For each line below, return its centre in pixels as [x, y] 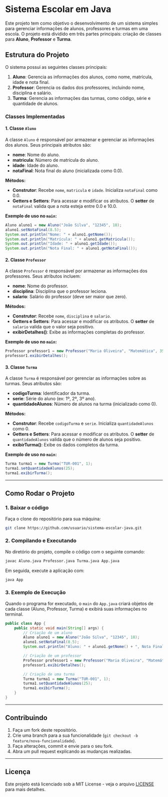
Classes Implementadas [35, 117]
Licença [18, 772]
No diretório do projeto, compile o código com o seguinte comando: [75, 551]
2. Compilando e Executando [41, 541]
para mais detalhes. [25, 789]
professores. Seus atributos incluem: [43, 276]
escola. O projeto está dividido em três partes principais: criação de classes [83, 34]
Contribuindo [26, 718]
